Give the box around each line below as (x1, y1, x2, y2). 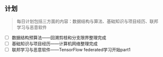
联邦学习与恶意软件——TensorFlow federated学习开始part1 (11, 46, 131, 52)
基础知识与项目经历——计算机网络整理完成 (11, 41, 98, 46)
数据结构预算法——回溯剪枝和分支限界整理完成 (11, 34, 106, 40)
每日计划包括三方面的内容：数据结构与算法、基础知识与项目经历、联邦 (16, 18, 159, 24)
